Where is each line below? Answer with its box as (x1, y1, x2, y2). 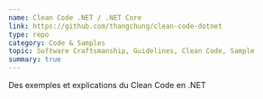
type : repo (8, 30, 50, 39)
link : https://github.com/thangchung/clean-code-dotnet (8, 22, 222, 31)
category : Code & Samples (8, 38, 105, 48)
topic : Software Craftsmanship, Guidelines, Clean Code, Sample (8, 47, 255, 56)
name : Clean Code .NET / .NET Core (8, 13, 142, 22)
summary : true (8, 55, 62, 64)
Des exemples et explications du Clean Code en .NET (8, 80, 206, 90)
